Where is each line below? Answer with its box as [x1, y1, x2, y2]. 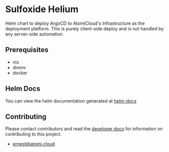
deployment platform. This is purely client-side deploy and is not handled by [5, 25, 164, 31]
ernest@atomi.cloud [12, 141, 55, 147]
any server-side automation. [5, 31, 64, 37]
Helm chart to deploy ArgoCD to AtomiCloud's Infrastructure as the [5, 20, 145, 26]
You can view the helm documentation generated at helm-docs [5, 97, 137, 104]
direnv [12, 64, 26, 70]
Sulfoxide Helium [5, 4, 79, 15]
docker [12, 70, 28, 76]
